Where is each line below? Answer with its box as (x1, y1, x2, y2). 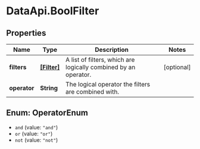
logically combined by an (65, 63, 136, 71)
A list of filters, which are (65, 55, 135, 64)
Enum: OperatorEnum (6, 108, 88, 118)
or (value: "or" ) (14, 130, 53, 137)
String (40, 84, 58, 92)
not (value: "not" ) (14, 136, 58, 144)
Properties (6, 28, 46, 38)
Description (95, 46, 129, 54)
